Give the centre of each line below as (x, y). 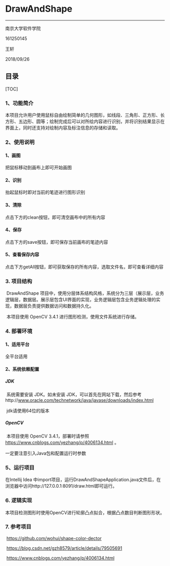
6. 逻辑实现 (19, 500)
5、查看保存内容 (22, 255)
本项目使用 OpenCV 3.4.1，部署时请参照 (48, 436)
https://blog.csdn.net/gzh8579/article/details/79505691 (64, 548)
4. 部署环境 (19, 331)
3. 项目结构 (19, 281)
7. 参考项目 (18, 527)
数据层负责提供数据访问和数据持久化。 (54, 306)
